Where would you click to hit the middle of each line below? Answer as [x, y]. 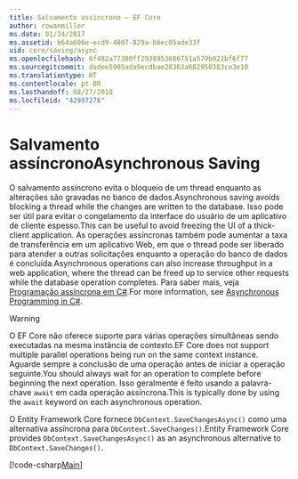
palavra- [256, 383]
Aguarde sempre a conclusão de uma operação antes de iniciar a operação [147, 364]
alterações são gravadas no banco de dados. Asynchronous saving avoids [145, 198]
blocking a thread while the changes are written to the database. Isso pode [146, 207]
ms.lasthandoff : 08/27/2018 [61, 92]
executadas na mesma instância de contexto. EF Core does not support [139, 345]
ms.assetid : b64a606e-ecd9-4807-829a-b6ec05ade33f [105, 42]
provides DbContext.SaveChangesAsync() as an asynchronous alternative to [145, 438]
